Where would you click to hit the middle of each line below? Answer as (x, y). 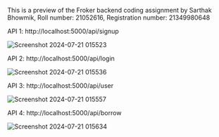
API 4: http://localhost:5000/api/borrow (64, 113)
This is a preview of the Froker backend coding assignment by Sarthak (110, 10)
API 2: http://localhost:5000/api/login (61, 58)
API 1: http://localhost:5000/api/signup (63, 31)
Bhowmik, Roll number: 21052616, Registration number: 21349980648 (109, 18)
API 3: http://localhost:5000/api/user (61, 86)
